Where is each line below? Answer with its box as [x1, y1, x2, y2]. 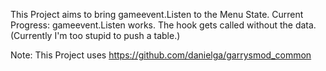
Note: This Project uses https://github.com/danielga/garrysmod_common [10, 49, 312, 61]
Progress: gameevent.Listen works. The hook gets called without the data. [10, 19, 317, 31]
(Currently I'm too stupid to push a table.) [10, 30, 181, 41]
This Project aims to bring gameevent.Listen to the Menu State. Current [10, 9, 304, 20]
